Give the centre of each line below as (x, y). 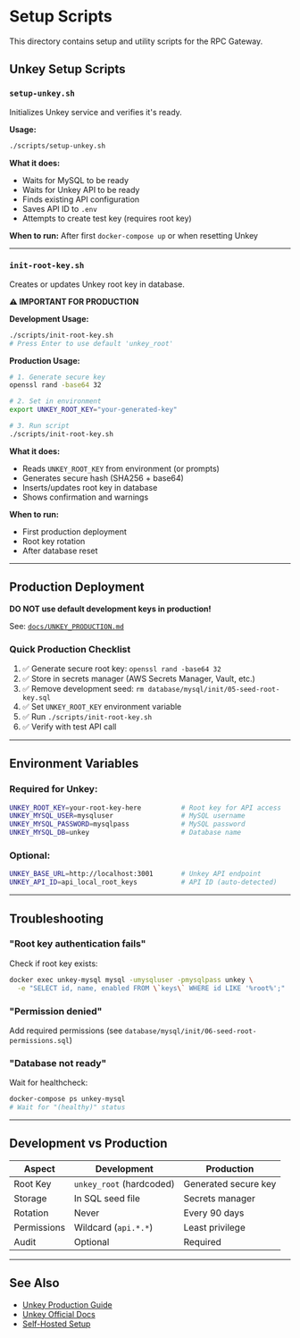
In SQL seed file (107, 1198)
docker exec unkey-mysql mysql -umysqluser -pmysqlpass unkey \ (131, 980)
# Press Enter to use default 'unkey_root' (92, 343)
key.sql (36, 698)
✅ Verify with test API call (69, 727)
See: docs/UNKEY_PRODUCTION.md (67, 626)
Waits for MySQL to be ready (75, 180)
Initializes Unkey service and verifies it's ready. (96, 112)
